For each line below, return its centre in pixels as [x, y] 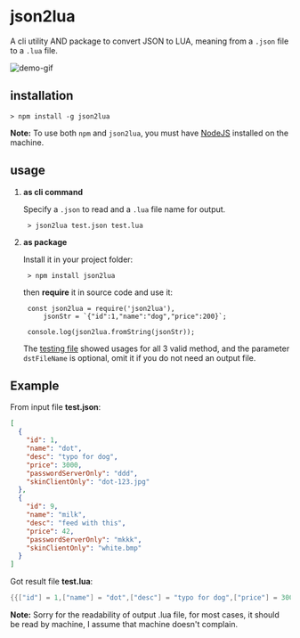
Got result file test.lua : [52, 582]
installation [42, 96]
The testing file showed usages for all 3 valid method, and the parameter [156, 348]
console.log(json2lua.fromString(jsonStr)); [111, 331]
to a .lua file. [34, 50]
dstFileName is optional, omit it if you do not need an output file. [139, 357]
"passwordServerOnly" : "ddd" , [82, 473]
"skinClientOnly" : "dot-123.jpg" [88, 482]
